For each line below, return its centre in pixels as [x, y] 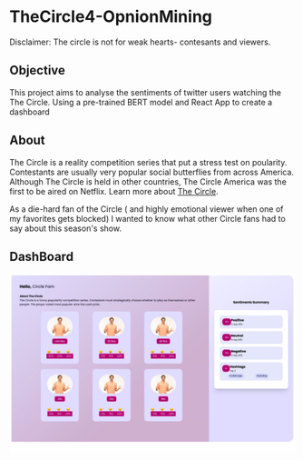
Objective [38, 70]
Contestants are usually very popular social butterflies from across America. [152, 172]
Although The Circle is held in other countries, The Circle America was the [148, 181]
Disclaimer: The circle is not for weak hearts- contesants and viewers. [140, 42]
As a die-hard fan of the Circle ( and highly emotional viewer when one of [147, 209]
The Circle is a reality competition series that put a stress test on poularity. [148, 162]
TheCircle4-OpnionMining [111, 17]
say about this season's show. [66, 228]
